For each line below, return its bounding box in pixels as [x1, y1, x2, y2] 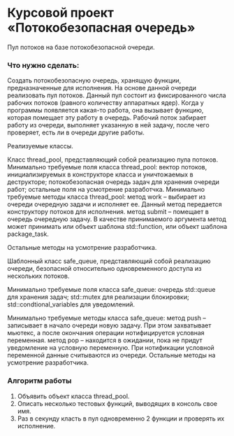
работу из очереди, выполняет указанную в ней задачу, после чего [7, 121, 210, 129]
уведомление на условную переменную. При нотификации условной [7, 344, 214, 352]
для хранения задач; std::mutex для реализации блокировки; [7, 293, 190, 302]
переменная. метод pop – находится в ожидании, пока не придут [7, 336, 203, 344]
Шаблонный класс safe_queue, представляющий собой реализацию [7, 257, 211, 265]
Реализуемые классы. [7, 142, 73, 150]
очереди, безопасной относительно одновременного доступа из [7, 265, 202, 273]
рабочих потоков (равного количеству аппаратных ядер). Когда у [7, 99, 204, 107]
